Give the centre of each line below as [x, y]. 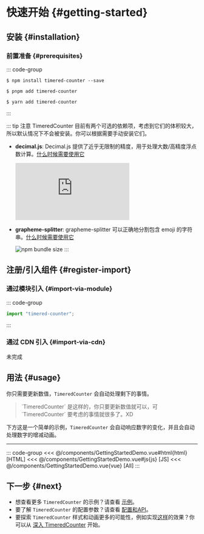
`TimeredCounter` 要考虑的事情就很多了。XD [77, 414]
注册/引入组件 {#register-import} [69, 270]
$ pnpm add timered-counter [42, 91]
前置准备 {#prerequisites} [45, 55]
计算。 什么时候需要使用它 [53, 154]
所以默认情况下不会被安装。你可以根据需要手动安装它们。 [78, 133]
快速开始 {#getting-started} [77, 12]
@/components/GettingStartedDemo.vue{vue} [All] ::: [73, 465]
